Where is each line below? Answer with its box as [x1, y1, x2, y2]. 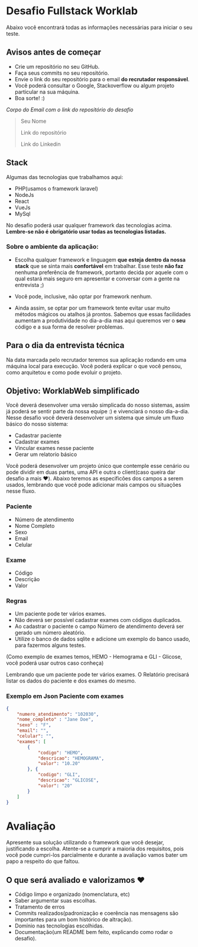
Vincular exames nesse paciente [14, 445, 95, 452]
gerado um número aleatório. [14, 629, 86, 636]
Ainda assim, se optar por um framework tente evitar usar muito [14, 304, 170, 311]
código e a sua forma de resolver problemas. [14, 323, 124, 330]
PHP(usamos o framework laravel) [14, 185, 99, 192]
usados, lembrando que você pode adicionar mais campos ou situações [6, 482, 181, 489]
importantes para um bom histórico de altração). [14, 916, 133, 923]
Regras [6, 597, 27, 605]
